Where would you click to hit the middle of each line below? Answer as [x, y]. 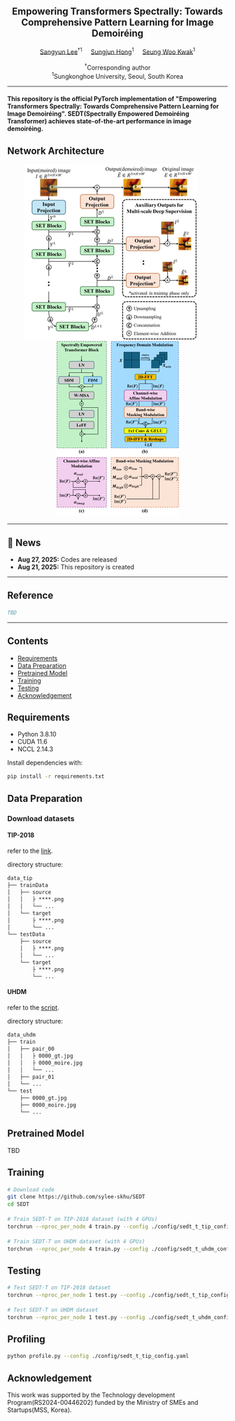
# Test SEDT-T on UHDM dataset [53, 1310]
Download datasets [41, 819]
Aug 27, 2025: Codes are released [67, 560]
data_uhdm [22, 1035]
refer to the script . [33, 1007]
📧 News [24, 542]
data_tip [20, 878]
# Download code [31, 1189]
